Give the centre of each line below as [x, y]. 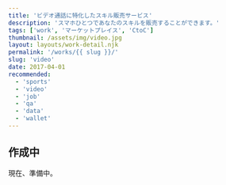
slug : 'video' [32, 60]
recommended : [30, 74]
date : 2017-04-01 [37, 67]
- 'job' [28, 96]
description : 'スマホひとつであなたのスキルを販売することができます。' [114, 23]
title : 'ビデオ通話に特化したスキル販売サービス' [80, 15]
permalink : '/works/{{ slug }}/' [63, 52]
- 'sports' [33, 81]
